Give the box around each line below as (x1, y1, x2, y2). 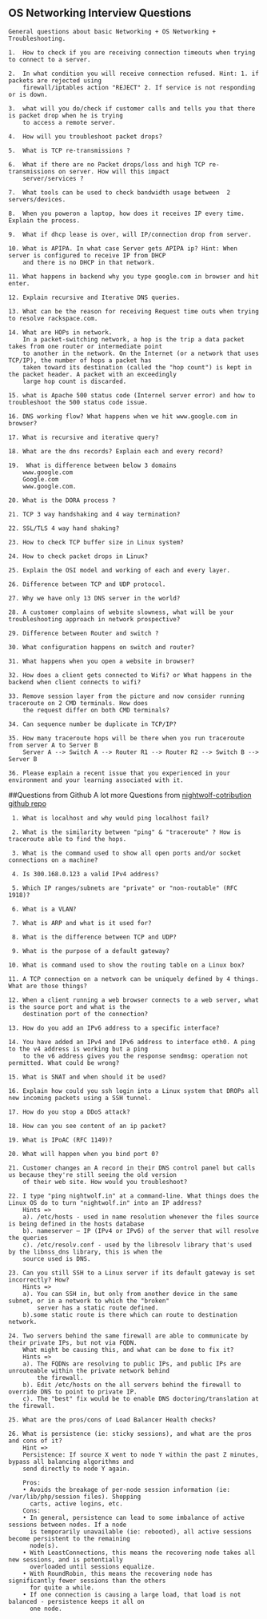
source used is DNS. (22, 1254, 91, 1262)
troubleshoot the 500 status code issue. (8, 398, 149, 406)
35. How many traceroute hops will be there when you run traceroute (8, 734, 245, 742)
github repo (8, 799, 46, 808)
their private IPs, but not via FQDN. (8, 1338, 137, 1346)
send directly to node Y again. (22, 1465, 130, 1473)
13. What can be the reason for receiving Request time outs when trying (8, 307, 260, 315)
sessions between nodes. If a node (8, 1521, 127, 1529)
